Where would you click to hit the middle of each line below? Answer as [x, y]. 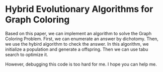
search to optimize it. [27, 54]
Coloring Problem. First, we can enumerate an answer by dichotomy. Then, [82, 39]
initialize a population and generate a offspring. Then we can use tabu [77, 49]
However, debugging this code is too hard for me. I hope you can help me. [81, 64]
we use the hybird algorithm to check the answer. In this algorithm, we [77, 44]
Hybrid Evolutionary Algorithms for [79, 9]
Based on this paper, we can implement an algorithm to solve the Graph [78, 33]
